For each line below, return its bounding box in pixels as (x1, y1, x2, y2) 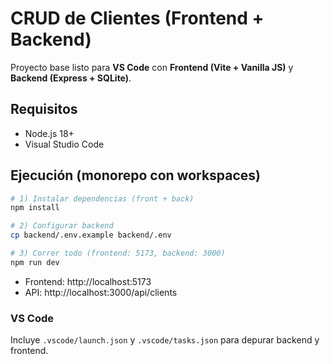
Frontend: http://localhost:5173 (24, 275, 152, 287)
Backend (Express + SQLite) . (10, 72, 132, 84)
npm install (10, 203, 60, 213)
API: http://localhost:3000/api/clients (24, 286, 178, 298)
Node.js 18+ (24, 127, 75, 139)
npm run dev (10, 257, 60, 267)
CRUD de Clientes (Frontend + (10, 7, 265, 30)
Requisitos (10, 101, 78, 118)
